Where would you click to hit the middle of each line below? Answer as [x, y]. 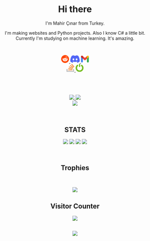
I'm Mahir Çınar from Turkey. [75, 23]
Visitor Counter [75, 207]
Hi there [75, 9]
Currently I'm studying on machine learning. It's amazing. [75, 38]
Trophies [75, 168]
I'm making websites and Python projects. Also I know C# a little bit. [75, 33]
